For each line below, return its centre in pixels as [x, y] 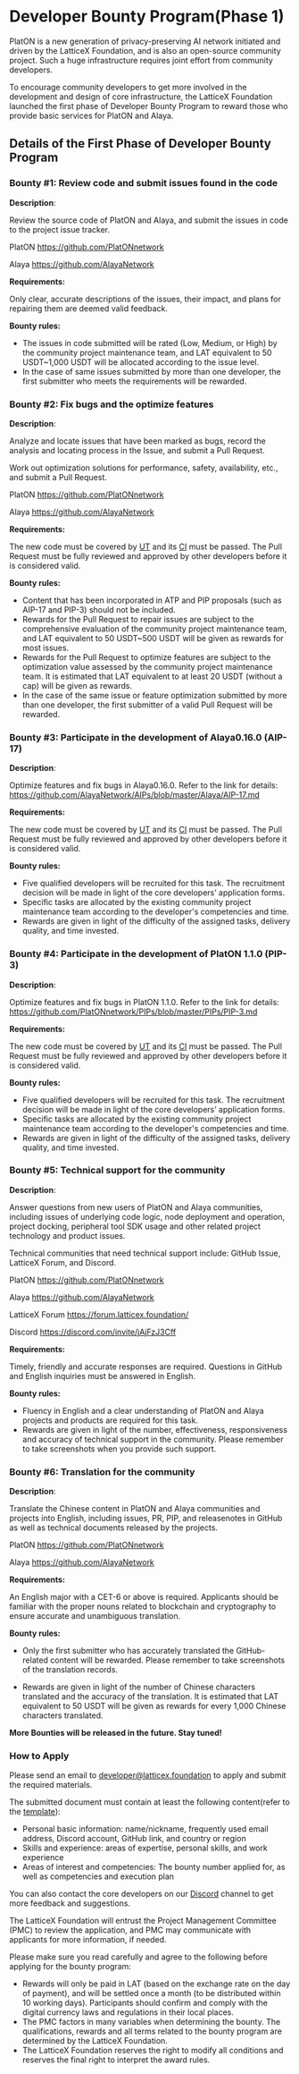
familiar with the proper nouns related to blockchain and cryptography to [143, 1606]
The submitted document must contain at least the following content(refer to [149, 1802]
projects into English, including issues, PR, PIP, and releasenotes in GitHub [146, 1519]
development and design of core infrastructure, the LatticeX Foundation [141, 97]
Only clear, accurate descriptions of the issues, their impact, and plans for [145, 299]
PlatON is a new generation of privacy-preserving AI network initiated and [145, 41]
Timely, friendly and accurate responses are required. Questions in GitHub [146, 1367]
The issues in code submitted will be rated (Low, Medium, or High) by [150, 343]
